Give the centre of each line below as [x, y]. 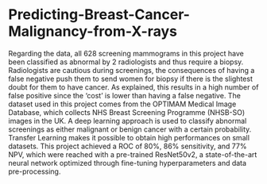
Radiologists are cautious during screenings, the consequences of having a [132, 70]
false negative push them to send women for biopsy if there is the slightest [130, 79]
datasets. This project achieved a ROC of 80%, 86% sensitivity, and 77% [128, 146]
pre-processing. [35, 171]
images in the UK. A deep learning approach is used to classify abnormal [128, 121]
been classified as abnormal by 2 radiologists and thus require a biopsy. [126, 62]
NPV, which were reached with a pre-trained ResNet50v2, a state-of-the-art [133, 154]
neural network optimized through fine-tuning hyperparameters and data [128, 163]
